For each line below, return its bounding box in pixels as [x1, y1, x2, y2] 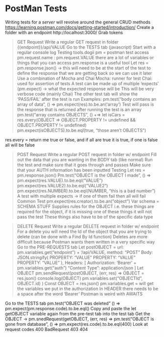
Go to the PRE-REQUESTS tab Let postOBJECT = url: [17, 244, 124, 250]
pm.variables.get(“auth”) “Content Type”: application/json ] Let [17, 265, 143, 270]
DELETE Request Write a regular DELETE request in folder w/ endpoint [17, 223, 159, 229]
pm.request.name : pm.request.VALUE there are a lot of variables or [17, 54, 154, 60]
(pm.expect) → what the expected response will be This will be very [17, 86, 154, 91]
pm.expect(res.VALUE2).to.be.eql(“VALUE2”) [17, 182, 108, 188]
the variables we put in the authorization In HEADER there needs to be [17, 286, 159, 292]
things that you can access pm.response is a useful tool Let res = [17, 60, 149, 66]
